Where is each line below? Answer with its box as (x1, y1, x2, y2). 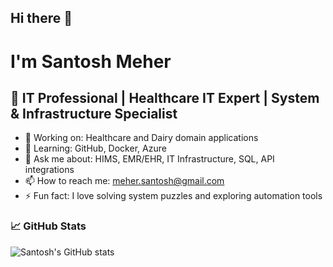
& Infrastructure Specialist (10, 105, 178, 122)
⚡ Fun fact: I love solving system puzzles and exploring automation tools (24, 190, 323, 202)
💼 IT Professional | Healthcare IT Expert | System (10, 89, 320, 106)
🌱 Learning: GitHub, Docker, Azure (24, 142, 167, 155)
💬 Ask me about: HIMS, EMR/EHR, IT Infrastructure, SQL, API (24, 153, 275, 165)
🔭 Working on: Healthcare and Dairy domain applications (24, 132, 259, 144)
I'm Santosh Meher (10, 50, 172, 73)
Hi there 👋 (10, 10, 73, 27)
